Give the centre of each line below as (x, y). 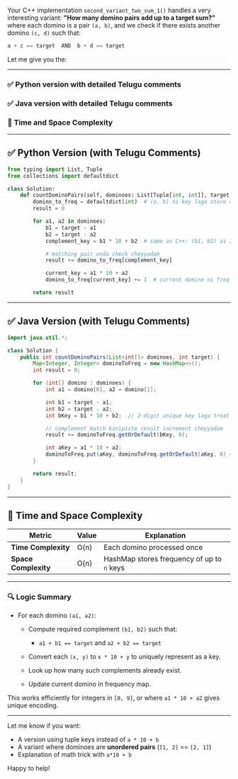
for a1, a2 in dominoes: (69, 222)
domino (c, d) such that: (44, 33)
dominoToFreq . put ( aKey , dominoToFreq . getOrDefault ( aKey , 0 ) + (139, 454)
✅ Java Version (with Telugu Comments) (98, 321)
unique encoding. (33, 705)
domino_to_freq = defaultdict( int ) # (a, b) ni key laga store (130, 202)
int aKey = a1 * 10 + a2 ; (83, 448)
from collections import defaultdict (63, 176)
